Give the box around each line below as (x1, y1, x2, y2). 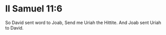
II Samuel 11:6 (5, 3, 62, 14)
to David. (5, 24, 24, 30)
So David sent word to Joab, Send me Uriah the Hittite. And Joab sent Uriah (5, 19, 161, 25)
